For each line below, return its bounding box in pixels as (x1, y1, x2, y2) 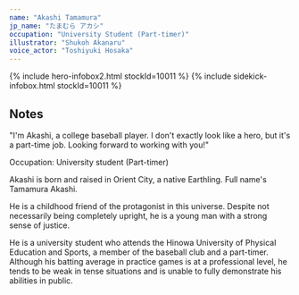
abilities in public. (9, 274, 73, 286)
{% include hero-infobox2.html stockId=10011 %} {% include (9, 71, 232, 81)
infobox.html (9, 80, 55, 91)
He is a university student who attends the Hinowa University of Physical (9, 237, 277, 248)
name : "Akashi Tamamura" (9, 13, 102, 22)
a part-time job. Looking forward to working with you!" (9, 139, 210, 150)
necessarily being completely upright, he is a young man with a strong (9, 210, 268, 221)
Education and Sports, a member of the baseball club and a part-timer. (9, 247, 270, 257)
